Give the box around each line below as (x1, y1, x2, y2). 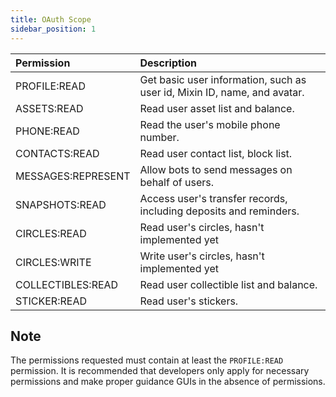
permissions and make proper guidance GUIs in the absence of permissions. (10, 376, 326, 388)
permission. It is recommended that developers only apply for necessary (10, 365, 310, 377)
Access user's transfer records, (139, 191, 288, 205)
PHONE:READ (15, 124, 80, 138)
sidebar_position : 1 (10, 24, 97, 34)
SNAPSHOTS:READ (15, 197, 107, 211)
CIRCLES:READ (15, 226, 87, 240)
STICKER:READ (15, 294, 87, 308)
